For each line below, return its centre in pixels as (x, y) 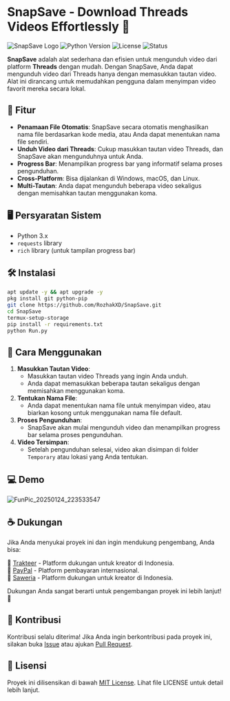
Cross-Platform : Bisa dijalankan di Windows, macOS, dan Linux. (108, 178)
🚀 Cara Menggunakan (54, 352)
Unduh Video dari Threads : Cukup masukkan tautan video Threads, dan (120, 148)
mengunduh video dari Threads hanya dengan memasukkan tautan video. (112, 74)
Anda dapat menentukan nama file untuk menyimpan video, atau (119, 405)
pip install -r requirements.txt (55, 324)
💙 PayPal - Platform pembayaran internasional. (73, 570)
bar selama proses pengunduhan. (75, 435)
